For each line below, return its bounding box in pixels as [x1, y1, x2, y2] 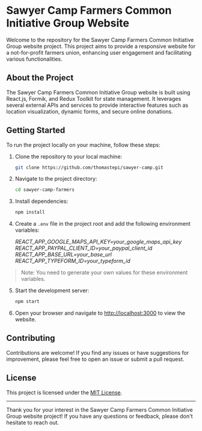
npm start [14, 298, 40, 305]
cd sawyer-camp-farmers [14, 187, 75, 193]
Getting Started [6, 125, 66, 136]
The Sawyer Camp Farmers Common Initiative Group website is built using [6, 88, 191, 96]
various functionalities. [6, 55, 63, 62]
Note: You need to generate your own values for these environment [20, 269, 188, 276]
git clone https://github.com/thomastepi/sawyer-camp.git [14, 164, 164, 170]
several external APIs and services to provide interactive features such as [6, 101, 188, 109]
